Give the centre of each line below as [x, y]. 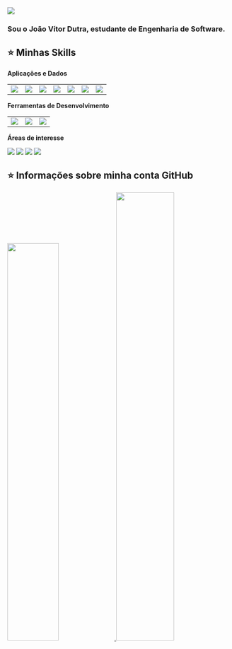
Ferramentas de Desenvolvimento [58, 105]
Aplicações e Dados [37, 73]
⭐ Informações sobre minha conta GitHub [100, 176]
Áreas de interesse [36, 138]
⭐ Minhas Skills [42, 53]
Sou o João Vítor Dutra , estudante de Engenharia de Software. [116, 29]
